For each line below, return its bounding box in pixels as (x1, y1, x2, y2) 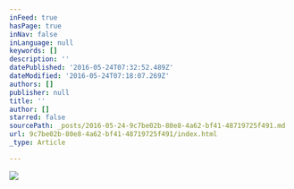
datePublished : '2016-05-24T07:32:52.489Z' (9, 64, 174, 73)
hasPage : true (9, 21, 63, 30)
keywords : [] (9, 47, 58, 56)
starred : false (9, 113, 66, 122)
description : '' (9, 55, 70, 64)
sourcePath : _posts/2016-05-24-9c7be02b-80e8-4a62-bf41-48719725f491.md (9, 122, 286, 131)
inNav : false (9, 30, 58, 39)
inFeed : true (9, 13, 58, 22)
